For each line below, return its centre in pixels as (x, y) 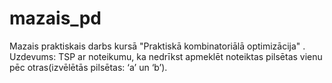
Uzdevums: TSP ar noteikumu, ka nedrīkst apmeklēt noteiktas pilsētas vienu (166, 56)
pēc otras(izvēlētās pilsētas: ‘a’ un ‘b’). (88, 67)
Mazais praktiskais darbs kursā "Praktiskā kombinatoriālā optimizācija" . (157, 46)
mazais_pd (55, 18)
